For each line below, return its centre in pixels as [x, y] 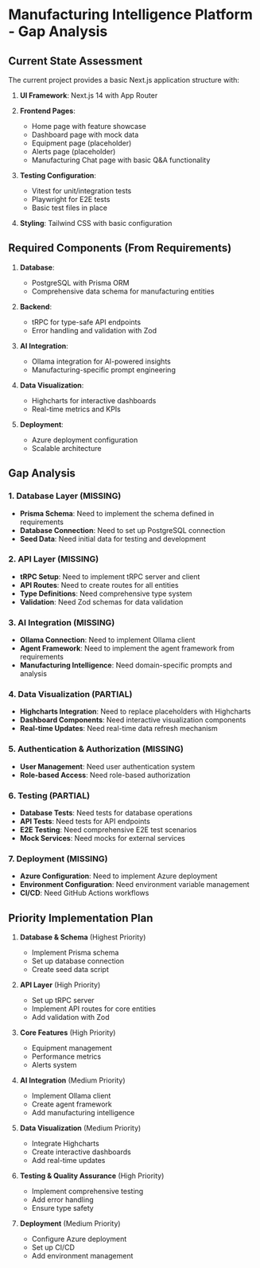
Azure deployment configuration [85, 440]
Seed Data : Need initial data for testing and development [113, 539]
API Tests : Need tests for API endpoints [85, 821]
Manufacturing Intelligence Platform [130, 15]
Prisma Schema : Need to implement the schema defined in [117, 513]
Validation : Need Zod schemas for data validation [101, 601]
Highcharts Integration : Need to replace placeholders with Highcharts [135, 712]
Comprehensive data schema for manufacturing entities [123, 291]
